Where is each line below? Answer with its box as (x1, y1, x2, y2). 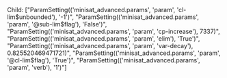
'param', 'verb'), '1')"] (7, 64, 67, 71)
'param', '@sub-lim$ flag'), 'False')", (7, 20, 107, 28)
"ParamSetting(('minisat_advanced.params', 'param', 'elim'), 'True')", (7, 35, 200, 43)
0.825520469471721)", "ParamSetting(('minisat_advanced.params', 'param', (7, 49, 221, 57)
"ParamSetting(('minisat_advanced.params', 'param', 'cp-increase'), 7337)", (7, 27, 220, 35)
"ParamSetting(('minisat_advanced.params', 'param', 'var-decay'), (7, 42, 193, 50)
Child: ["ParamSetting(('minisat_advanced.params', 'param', (7, 6, 176, 14)
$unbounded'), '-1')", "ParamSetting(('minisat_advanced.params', (15, 13, 200, 21)
